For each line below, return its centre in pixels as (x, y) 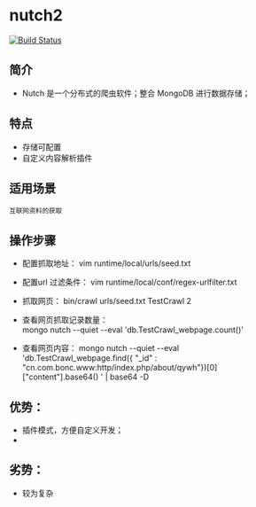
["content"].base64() (60, 377)
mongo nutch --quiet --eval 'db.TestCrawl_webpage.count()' (132, 330)
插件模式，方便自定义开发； (73, 430)
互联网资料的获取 (36, 211)
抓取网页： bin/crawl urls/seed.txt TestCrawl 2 (107, 301)
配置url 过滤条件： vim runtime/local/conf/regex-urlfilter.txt (129, 282)
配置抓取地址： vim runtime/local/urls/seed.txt (106, 263)
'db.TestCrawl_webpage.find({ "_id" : (89, 358)
